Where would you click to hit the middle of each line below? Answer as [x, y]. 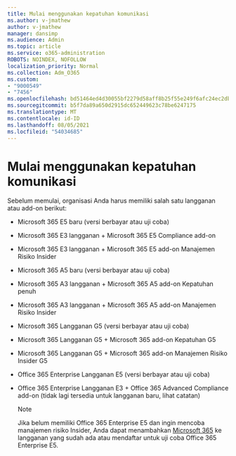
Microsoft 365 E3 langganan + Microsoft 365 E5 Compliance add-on [117, 236]
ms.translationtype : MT [42, 112]
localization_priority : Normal [53, 66]
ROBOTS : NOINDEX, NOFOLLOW [47, 60]
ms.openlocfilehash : [38, 99]
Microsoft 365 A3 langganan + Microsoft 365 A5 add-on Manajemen [117, 305]
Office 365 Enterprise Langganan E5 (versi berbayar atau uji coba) [114, 374]
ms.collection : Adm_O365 [44, 72]
